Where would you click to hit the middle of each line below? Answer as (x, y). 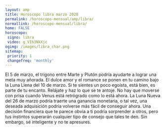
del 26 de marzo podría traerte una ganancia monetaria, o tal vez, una (76, 101)
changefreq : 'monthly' (31, 61)
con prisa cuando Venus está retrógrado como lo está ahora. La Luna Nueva (83, 96)
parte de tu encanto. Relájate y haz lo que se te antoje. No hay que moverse (82, 90)
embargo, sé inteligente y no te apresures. (48, 122)
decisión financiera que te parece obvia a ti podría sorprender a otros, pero (82, 112)
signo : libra (21, 38)
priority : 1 (20, 56)
